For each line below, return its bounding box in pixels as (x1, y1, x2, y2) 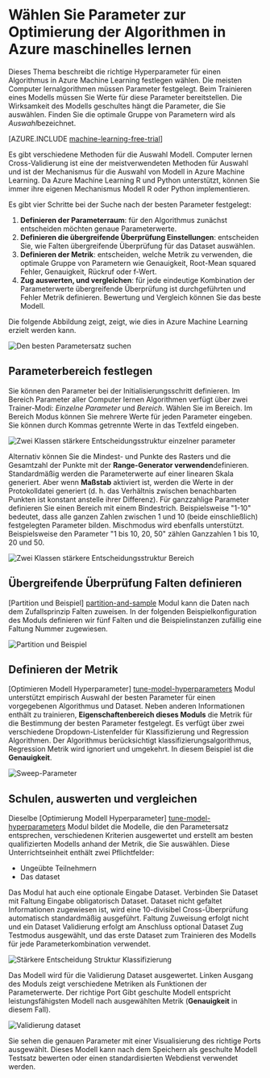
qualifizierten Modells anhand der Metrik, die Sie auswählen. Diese (8, 839, 231, 849)
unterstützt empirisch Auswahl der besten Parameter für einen (8, 693, 216, 702)
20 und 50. (8, 537, 45, 547)
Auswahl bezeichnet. (8, 118, 77, 128)
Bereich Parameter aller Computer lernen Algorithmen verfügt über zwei (8, 394, 248, 404)
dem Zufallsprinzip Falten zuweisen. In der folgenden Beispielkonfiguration (8, 606, 257, 616)
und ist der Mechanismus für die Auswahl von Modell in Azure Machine (8, 166, 245, 176)
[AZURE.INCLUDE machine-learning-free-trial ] (8, 133, 164, 143)
